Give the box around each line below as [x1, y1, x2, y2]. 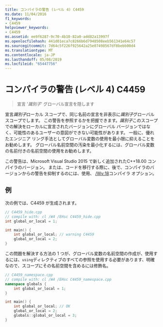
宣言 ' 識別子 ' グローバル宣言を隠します [16, 101, 95, 107]
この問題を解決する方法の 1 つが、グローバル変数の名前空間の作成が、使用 [5, 250, 154, 256]
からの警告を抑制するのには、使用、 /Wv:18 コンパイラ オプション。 [21, 171, 157, 176]
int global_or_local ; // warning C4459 [14, 232, 95, 237]
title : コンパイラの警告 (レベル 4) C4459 [5, 7, 84, 12]
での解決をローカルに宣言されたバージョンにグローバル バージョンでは [5, 124, 147, 130]
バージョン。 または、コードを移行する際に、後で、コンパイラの [21, 164, 150, 171]
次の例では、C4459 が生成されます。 [5, 200, 79, 206]
